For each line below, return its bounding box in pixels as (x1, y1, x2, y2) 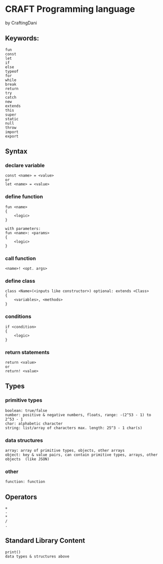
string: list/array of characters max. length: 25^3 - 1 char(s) (5, 425, 142, 431)
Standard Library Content (5, 536, 85, 545)
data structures (5, 436, 43, 443)
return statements (5, 348, 50, 355)
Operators (5, 493, 38, 501)
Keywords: (5, 34, 40, 43)
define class (5, 277, 36, 284)
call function (5, 255, 36, 261)
